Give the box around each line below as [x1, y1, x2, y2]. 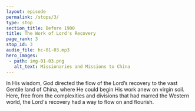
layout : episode [6, 8, 46, 15]
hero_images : [6, 53, 38, 58]
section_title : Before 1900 [6, 25, 75, 31]
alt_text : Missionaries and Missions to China [14, 63, 131, 70]
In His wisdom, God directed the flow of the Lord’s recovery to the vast [6, 80, 178, 87]
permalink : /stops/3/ [6, 14, 60, 20]
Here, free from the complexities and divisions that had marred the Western [6, 92, 190, 99]
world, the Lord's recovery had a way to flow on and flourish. [6, 99, 154, 106]
